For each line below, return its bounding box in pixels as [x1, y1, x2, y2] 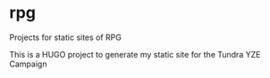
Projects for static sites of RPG [9, 32, 122, 43]
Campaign [9, 58, 47, 69]
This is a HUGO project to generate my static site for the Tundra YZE [9, 49, 261, 59]
